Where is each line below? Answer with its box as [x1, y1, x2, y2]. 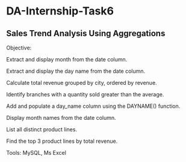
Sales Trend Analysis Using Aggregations [6, 28, 166, 39]
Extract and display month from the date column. [6, 56, 128, 63]
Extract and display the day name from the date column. [6, 67, 146, 75]
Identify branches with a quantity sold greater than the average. [6, 91, 164, 98]
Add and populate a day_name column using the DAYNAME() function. [6, 102, 181, 110]
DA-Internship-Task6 [6, 4, 114, 18]
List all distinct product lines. [6, 126, 77, 133]
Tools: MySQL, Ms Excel [6, 149, 66, 156]
